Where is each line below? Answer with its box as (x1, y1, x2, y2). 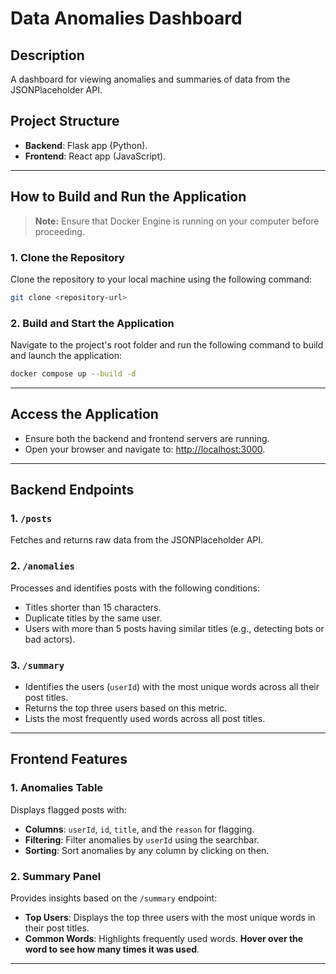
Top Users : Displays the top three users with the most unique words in (24, 912, 316, 924)
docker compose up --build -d (10, 369, 137, 379)
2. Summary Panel (10, 869, 102, 883)
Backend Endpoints (10, 482, 135, 499)
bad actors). (24, 633, 76, 645)
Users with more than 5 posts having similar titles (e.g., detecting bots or (24, 622, 325, 634)
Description (10, 47, 85, 64)
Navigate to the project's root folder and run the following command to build (10, 339, 324, 351)
